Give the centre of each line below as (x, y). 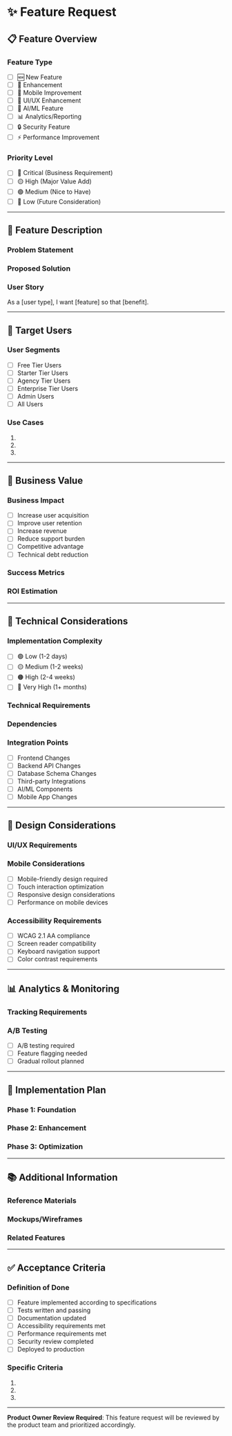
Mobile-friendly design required (62, 879)
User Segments (34, 350)
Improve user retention (49, 523)
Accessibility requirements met (61, 1326)
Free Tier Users (39, 365)
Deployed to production (51, 1349)
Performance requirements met (62, 1334)
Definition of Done (38, 1287)
